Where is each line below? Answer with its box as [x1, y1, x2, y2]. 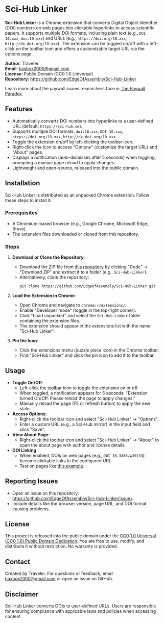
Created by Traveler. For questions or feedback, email [5, 571, 114, 576]
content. [5, 614, 22, 620]
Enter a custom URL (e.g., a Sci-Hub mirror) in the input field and [19, 421, 150, 427]
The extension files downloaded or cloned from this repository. [12, 231, 140, 237]
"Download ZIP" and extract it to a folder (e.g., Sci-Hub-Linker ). [19, 269, 148, 275]
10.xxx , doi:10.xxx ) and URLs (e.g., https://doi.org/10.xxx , [5, 35, 127, 41]
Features [5, 105, 33, 113]
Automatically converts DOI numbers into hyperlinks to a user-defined [12, 118, 153, 124]
